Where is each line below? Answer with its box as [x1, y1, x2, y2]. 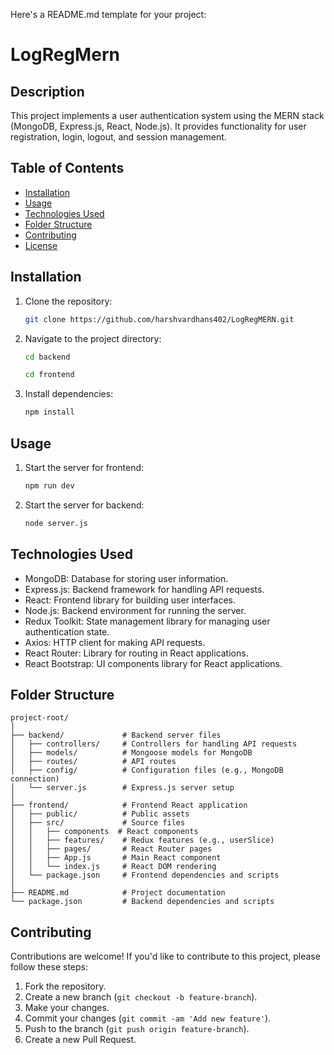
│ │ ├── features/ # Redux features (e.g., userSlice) [10, 835, 275, 846]
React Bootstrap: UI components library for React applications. [24, 657, 283, 669]
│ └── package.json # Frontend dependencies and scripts [10, 870, 280, 881]
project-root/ [10, 713, 70, 723]
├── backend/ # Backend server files [10, 730, 222, 741]
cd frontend [24, 370, 75, 380]
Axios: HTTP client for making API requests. [24, 636, 206, 648]
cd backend [24, 352, 71, 362]
